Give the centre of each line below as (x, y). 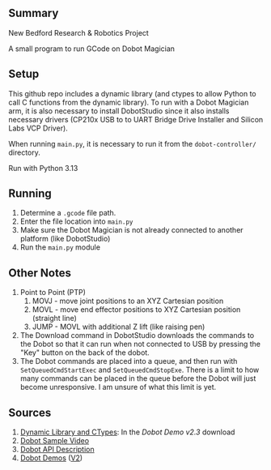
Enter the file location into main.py (76, 221)
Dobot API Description (57, 450)
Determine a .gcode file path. (68, 213)
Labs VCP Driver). (38, 128)
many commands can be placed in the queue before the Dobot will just (138, 378)
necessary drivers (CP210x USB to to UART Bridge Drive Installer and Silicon (136, 119)
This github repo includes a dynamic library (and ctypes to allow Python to (132, 93)
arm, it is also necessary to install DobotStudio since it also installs (119, 111)
